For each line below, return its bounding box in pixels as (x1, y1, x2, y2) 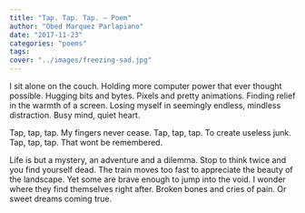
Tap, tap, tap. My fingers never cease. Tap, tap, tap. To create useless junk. (9, 127, 292, 137)
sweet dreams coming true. (9, 193, 112, 204)
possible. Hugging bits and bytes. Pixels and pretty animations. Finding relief (9, 90, 296, 101)
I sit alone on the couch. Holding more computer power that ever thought (9, 81, 282, 91)
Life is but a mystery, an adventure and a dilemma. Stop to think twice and (9, 155, 287, 165)
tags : (9, 47, 30, 56)
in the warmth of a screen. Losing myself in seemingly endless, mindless (9, 100, 281, 110)
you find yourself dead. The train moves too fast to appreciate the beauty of (9, 165, 293, 175)
